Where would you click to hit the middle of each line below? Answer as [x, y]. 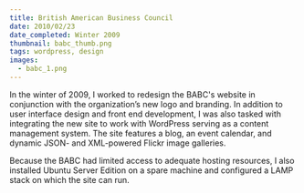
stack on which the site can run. [69, 179]
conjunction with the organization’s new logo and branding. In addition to [146, 104]
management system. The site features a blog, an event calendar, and [141, 133]
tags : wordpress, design [57, 52]
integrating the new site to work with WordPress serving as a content [139, 123]
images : [24, 60]
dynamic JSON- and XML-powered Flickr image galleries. [118, 143]
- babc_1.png [42, 69]
